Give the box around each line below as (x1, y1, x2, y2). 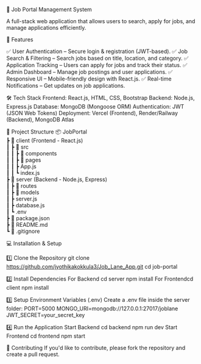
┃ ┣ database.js (6, 202, 45, 209)
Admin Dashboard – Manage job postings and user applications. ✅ (6, 68, 173, 76)
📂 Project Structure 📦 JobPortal (6, 128, 87, 135)
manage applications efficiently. (6, 24, 86, 31)
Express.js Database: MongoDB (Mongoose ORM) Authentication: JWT (6, 103, 185, 110)
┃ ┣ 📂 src (6, 143, 29, 151)
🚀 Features (6, 36, 33, 43)
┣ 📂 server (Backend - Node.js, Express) (6, 176, 108, 183)
